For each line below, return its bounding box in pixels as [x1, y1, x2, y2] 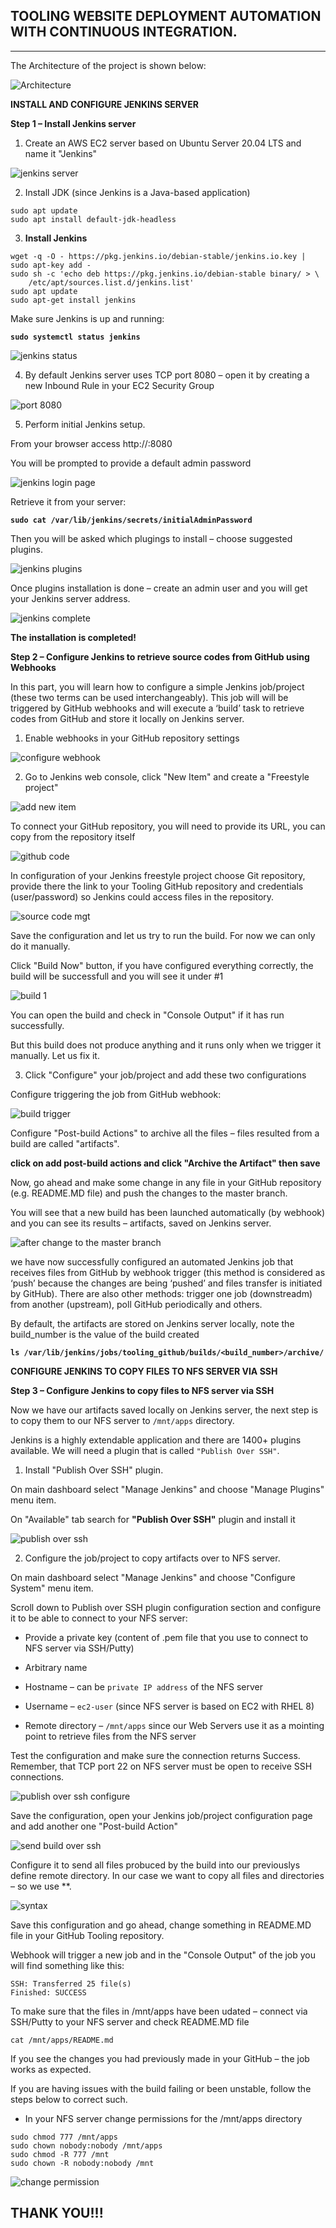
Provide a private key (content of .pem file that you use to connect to [24, 1631, 309, 1643]
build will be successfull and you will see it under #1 [10, 970, 224, 982]
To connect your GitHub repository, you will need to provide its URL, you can [10, 820, 326, 832]
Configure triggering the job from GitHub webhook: [10, 1088, 222, 1100]
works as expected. [10, 2063, 92, 2075]
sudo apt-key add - [10, 260, 92, 270]
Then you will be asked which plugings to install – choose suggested [10, 532, 293, 544]
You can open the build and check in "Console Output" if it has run [10, 1009, 285, 1021]
